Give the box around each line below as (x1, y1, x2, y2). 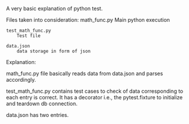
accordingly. (6, 76, 37, 83)
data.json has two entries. (6, 112, 69, 118)
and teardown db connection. (6, 100, 78, 107)
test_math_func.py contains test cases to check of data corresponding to (6, 88, 184, 95)
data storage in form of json (16, 48, 91, 54)
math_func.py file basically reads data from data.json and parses (6, 70, 163, 77)
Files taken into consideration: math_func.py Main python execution (6, 16, 170, 23)
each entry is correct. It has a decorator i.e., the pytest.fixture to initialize (6, 94, 183, 100)
